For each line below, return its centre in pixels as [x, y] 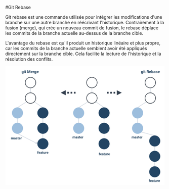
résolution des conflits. [29, 59]
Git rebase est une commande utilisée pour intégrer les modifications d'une [84, 17]
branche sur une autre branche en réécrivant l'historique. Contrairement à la [85, 22]
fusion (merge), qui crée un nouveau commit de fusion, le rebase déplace [82, 28]
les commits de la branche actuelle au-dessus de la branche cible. [74, 33]
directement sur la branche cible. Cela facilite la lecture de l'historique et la [83, 54]
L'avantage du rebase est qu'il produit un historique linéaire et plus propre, [83, 43]
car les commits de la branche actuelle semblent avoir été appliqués [76, 48]
